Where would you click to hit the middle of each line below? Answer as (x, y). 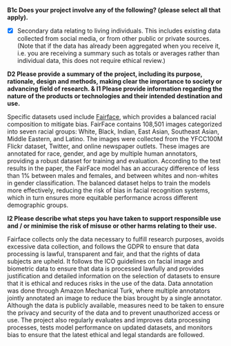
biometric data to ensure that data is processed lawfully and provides (106, 268)
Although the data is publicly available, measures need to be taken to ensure (116, 306)
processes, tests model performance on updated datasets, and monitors (110, 327)
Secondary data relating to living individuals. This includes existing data (119, 31)
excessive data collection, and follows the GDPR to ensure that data (103, 247)
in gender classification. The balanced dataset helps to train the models (109, 183)
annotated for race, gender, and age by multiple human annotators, (102, 154)
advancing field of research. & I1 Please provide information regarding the (115, 89)
